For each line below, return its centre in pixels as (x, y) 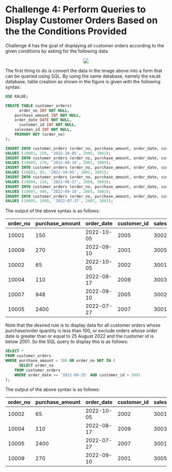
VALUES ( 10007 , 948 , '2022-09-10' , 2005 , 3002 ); (58, 191)
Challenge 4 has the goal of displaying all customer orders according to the (85, 45)
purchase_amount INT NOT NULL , (48, 115)
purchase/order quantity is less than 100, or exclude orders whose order (81, 331)
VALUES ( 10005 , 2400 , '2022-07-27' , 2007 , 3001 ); (59, 201)
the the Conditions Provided (66, 31)
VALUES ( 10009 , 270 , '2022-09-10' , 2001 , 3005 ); (58, 163)
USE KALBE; (17, 96)
